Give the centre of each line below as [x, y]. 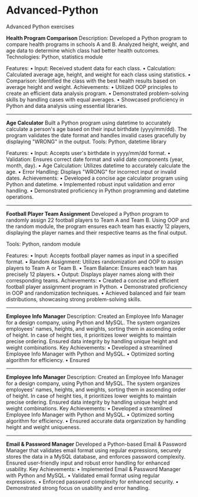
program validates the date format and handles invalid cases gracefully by [96, 135]
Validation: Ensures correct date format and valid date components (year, [95, 159]
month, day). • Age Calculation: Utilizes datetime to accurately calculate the [98, 165]
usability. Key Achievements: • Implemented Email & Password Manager [93, 469]
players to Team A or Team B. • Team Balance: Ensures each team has [92, 268]
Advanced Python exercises [40, 27]
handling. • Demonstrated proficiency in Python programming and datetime [98, 190]
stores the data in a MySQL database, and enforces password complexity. [96, 456]
